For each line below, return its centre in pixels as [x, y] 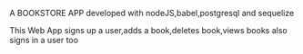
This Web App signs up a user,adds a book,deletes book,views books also [149, 30]
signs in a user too [44, 40]
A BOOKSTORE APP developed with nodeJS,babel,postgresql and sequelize [152, 13]
